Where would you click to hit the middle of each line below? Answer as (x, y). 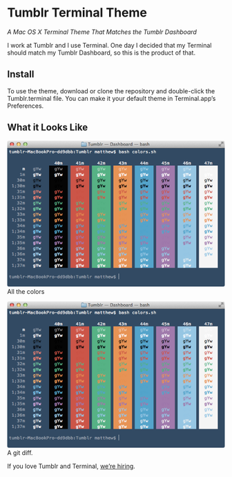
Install (21, 74)
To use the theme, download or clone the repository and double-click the (111, 91)
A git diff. (20, 453)
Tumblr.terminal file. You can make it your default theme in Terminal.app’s (112, 98)
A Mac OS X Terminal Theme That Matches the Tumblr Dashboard (102, 32)
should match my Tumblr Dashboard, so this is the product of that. (101, 53)
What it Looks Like (48, 128)
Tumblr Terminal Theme (77, 13)
